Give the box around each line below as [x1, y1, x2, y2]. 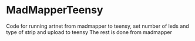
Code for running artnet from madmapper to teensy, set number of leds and [6, 23, 189, 29]
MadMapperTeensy [6, 3, 103, 17]
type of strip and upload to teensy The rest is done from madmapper [6, 28, 172, 35]
